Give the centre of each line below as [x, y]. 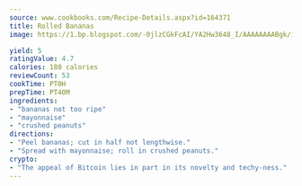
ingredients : [34, 101]
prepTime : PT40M [40, 92]
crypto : [24, 159]
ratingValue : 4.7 [42, 59]
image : [22, 34]
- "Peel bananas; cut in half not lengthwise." [100, 143]
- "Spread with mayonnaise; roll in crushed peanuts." [114, 151]
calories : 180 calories [54, 67]
